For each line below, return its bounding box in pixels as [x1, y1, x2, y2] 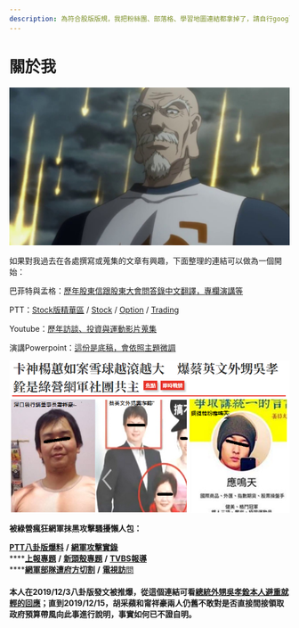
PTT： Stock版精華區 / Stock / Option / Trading [9, 304, 180, 316]
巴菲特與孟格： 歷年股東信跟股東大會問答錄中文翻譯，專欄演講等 [9, 285, 243, 296]
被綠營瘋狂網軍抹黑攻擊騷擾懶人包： [9, 523, 142, 534]
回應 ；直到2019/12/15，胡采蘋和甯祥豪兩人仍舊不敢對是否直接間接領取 [24, 598, 285, 608]
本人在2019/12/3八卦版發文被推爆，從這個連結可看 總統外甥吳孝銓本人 [9, 586, 266, 597]
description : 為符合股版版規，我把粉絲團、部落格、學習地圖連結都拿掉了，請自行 [9, 14, 273, 23]
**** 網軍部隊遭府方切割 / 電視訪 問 [9, 565, 134, 575]
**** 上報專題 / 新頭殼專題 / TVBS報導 [9, 553, 147, 564]
